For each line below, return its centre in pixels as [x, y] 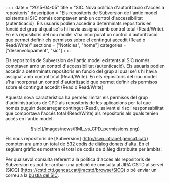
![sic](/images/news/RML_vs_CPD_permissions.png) [85, 129]
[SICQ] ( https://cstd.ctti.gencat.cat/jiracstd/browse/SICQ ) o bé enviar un [81, 170]
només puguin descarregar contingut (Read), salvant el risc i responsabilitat [84, 108]
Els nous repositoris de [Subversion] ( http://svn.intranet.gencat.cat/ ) [77, 139]
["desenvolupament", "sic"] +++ [39, 51]
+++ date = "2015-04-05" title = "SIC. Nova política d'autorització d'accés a [85, 7]
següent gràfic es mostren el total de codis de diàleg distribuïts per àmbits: [84, 149]
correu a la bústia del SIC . [32, 175]
